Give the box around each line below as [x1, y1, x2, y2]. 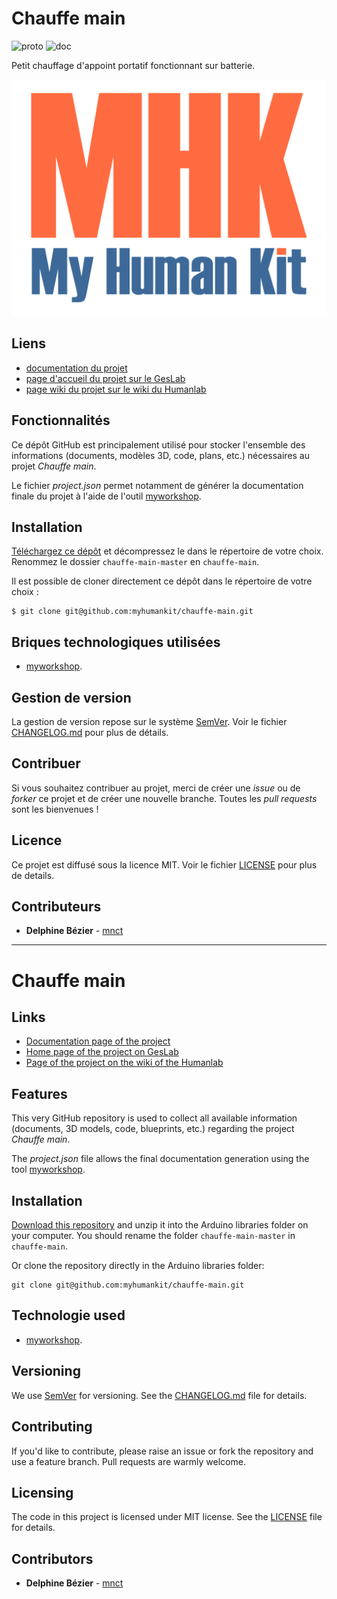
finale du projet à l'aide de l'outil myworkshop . [11, 490, 202, 502]
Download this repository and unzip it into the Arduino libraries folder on [11, 1219, 309, 1231]
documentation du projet [25, 362, 128, 374]
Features [11, 1085, 68, 1102]
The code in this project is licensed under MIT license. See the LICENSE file [11, 1511, 323, 1523]
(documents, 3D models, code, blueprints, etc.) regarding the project [11, 1123, 295, 1135]
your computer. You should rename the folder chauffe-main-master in [11, 1230, 296, 1242]
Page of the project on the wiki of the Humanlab [25, 1057, 224, 1069]
